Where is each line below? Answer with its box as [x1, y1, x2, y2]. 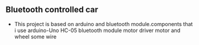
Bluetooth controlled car [5, 5, 98, 15]
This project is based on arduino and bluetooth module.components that [14, 20, 193, 27]
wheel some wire [14, 33, 57, 40]
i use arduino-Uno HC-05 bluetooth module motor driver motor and [14, 27, 181, 34]
